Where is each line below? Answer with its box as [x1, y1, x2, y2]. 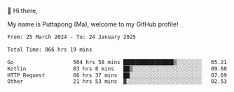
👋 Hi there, [7, 7, 39, 15]
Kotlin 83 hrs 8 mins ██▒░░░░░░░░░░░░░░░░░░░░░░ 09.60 [7, 65, 228, 72]
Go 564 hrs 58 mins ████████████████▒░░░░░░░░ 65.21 [7, 59, 228, 66]
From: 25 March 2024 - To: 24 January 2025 [7, 33, 137, 40]
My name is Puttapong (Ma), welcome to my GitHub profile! [7, 20, 179, 28]
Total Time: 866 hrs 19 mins [7, 46, 92, 53]
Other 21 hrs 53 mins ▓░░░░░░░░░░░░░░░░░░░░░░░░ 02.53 [7, 78, 228, 85]
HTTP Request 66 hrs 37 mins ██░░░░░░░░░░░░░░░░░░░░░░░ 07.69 [7, 72, 228, 79]
